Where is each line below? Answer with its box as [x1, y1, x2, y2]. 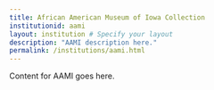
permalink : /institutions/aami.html [9, 46, 145, 55]
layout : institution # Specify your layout [9, 29, 174, 38]
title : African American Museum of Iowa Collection [9, 12, 205, 22]
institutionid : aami [9, 21, 86, 30]
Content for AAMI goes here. [9, 70, 115, 81]
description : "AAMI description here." [9, 37, 158, 47]
